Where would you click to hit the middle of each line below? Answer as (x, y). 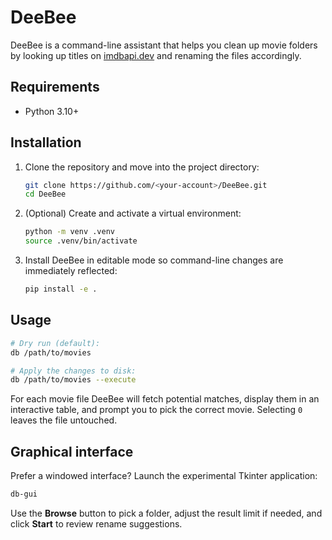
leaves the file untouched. (64, 420)
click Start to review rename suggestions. (96, 523)
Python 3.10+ (52, 111)
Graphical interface (72, 451)
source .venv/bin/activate (81, 241)
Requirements (55, 87)
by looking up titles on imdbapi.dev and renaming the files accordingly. (156, 55)
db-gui (24, 494)
